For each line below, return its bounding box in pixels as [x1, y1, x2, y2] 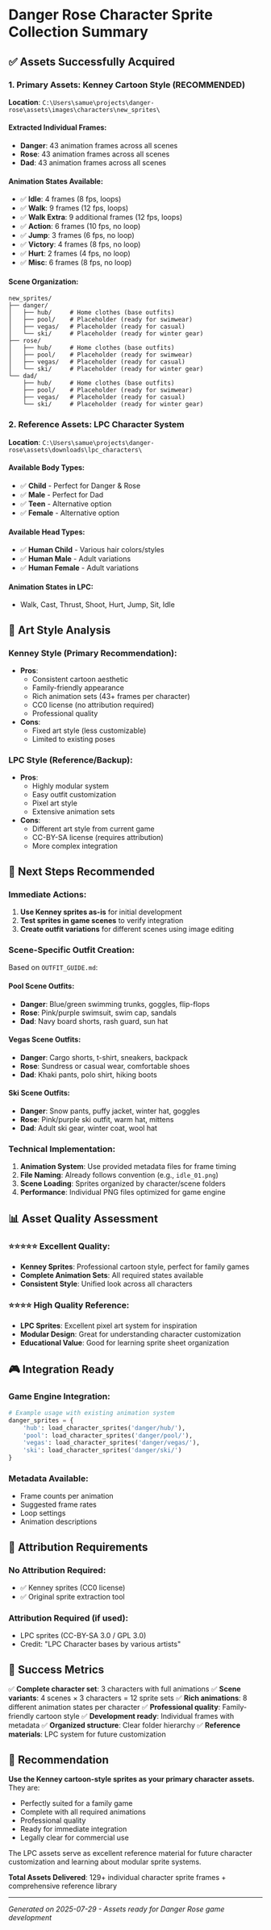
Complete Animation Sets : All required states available [19, 1270, 204, 1279]
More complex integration [31, 841, 119, 851]
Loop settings [19, 1508, 66, 1518]
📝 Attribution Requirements [8, 1540, 148, 1554]
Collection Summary [8, 23, 149, 41]
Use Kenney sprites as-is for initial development [19, 907, 182, 917]
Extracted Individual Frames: [8, 123, 107, 132]
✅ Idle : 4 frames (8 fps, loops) [19, 194, 122, 204]
